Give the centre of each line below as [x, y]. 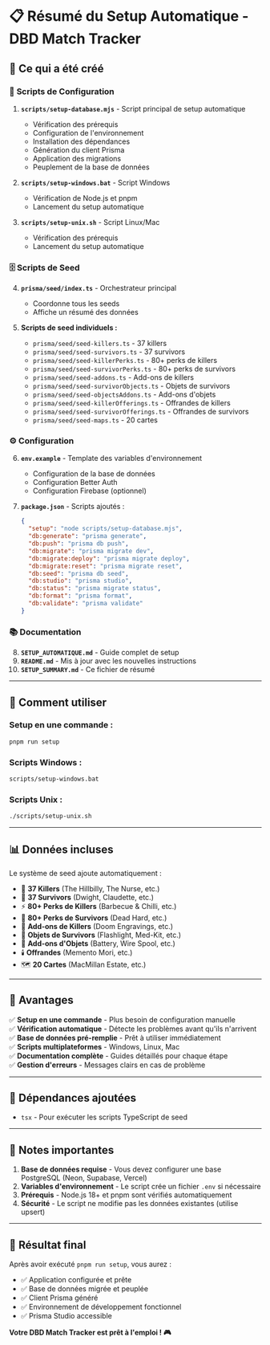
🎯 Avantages [42, 1000]
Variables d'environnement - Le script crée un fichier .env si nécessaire [141, 1187]
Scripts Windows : [46, 762]
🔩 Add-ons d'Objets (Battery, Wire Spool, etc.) [98, 943]
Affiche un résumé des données [85, 312]
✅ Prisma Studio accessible [66, 1316]
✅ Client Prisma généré [59, 1298]
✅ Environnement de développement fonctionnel [101, 1307]
